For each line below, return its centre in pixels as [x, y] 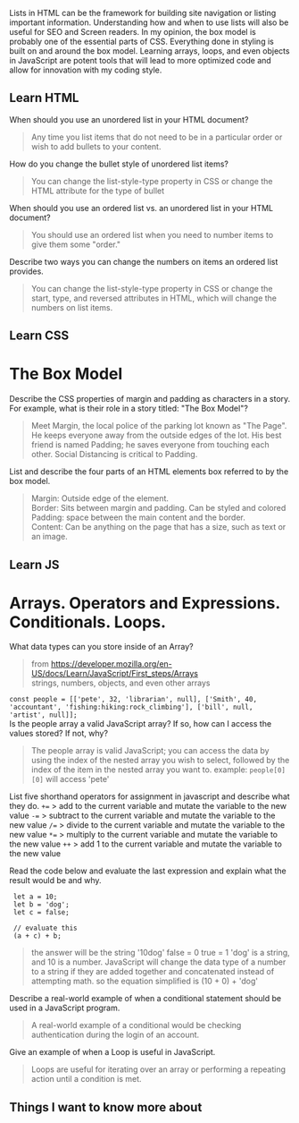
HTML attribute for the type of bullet [98, 191]
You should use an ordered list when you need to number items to [152, 234]
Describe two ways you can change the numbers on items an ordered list [144, 261]
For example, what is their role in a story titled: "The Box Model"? [129, 408]
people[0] [267, 770]
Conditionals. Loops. [88, 622]
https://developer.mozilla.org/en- [111, 664]
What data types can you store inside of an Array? [101, 647]
